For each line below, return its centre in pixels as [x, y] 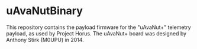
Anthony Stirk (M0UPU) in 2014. [45, 40]
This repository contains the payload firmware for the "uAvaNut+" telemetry [98, 27]
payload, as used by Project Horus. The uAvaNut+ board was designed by [96, 33]
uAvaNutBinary [44, 11]
